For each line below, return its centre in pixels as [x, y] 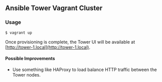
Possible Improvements [30, 59]
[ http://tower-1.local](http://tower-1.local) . [48, 47]
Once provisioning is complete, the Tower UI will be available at [70, 42]
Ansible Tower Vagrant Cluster [54, 8]
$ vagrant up [19, 33]
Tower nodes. [26, 75]
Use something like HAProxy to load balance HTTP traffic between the [84, 70]
